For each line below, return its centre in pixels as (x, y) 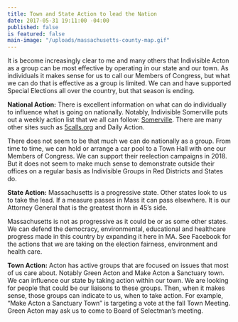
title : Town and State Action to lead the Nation (82, 14)
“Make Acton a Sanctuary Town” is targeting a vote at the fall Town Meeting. (119, 304)
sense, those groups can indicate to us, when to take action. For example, (115, 296)
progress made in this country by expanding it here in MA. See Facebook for (119, 237)
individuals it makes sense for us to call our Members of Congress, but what (119, 76)
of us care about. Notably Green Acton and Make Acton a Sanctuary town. (116, 273)
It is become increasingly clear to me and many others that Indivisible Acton (118, 60)
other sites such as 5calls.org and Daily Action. (76, 127)
